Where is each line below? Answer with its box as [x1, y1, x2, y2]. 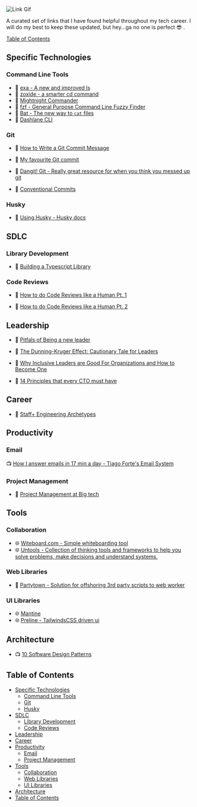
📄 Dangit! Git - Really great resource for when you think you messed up [14, 168, 190, 175]
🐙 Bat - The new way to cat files [14, 109, 94, 117]
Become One [14, 366, 48, 373]
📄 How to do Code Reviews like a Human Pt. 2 [14, 303, 128, 310]
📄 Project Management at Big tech [14, 491, 100, 498]
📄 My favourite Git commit [14, 156, 79, 163]
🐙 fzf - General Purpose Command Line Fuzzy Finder [14, 103, 146, 110]
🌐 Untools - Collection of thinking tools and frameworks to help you [14, 546, 181, 553]
